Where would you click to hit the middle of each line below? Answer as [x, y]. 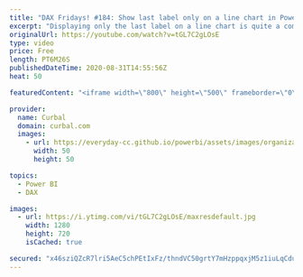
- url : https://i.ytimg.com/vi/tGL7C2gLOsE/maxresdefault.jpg [137, 217]
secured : [26, 258]
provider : [28, 109]
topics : [24, 175]
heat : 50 [26, 77]
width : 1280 [48, 226]
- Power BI [38, 184]
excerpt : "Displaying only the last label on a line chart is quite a [145, 26]
